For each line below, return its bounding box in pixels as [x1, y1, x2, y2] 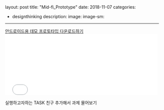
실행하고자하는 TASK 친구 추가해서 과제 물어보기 [5, 100, 97, 106]
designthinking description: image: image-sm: [12, 14, 105, 19]
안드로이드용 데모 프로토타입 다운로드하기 [5, 28, 84, 34]
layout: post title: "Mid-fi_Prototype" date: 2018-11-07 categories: [5, 4, 136, 10]
